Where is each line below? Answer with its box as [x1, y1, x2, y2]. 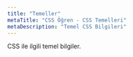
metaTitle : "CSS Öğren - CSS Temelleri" [7, 17, 127, 24]
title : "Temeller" [7, 10, 61, 17]
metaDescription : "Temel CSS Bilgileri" [7, 23, 127, 30]
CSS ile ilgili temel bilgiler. [7, 42, 82, 51]
